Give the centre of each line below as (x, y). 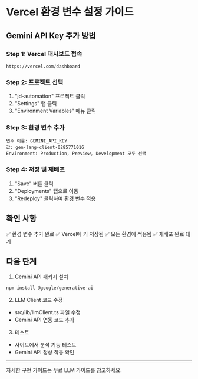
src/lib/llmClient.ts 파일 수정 (47, 312)
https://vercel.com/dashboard (43, 66)
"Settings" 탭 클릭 (36, 104)
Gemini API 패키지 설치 (42, 277)
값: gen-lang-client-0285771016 (45, 148)
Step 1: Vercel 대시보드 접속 (44, 54)
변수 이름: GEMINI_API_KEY (37, 141)
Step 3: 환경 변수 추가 (35, 128)
